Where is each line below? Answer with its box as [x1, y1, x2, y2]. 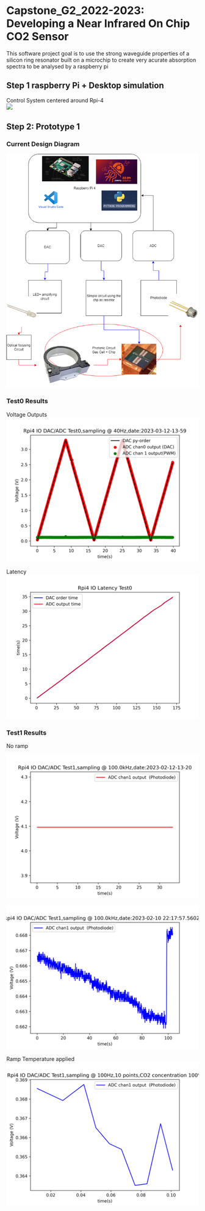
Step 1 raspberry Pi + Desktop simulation [6, 81, 164, 91]
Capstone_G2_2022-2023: [6, 4, 145, 18]
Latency [6, 568, 27, 575]
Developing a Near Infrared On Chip [6, 16, 190, 31]
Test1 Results [6, 728, 47, 737]
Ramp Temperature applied [6, 1055, 75, 1062]
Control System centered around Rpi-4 [6, 96, 104, 104]
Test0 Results [6, 397, 48, 406]
